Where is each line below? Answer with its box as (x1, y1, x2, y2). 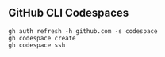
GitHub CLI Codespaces (8, 6, 129, 20)
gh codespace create (8, 34, 77, 42)
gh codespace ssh (8, 41, 66, 49)
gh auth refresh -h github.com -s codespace (8, 27, 158, 35)
